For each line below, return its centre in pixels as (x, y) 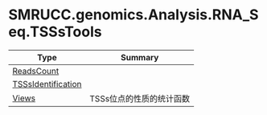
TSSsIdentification (47, 84)
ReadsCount (36, 71)
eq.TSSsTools (55, 32)
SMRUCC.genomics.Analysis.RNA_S (133, 15)
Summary (140, 57)
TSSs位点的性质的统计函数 (140, 98)
